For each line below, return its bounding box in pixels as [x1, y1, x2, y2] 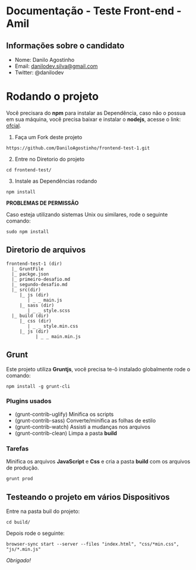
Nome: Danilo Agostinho [14, 57, 75, 63]
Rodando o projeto [6, 90, 99, 104]
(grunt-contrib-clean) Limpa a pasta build [14, 430, 118, 437]
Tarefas [6, 444, 29, 453]
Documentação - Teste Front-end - [6, 4, 182, 18]
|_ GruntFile [11, 266, 44, 272]
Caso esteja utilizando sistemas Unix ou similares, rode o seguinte [6, 211, 168, 218]
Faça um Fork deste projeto [14, 133, 83, 140]
